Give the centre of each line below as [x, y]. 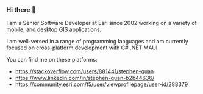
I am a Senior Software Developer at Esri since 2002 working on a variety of [101, 23]
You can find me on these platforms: [52, 60]
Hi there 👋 [21, 10]
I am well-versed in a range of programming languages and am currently [98, 42]
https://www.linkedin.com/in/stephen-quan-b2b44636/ [84, 78]
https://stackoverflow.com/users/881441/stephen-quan [84, 71]
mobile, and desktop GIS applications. [54, 29]
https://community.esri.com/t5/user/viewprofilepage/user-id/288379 [101, 84]
